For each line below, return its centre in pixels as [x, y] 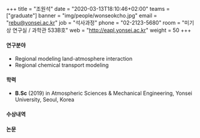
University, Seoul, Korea [45, 100]
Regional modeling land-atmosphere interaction [74, 59]
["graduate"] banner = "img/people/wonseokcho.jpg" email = [82, 16]
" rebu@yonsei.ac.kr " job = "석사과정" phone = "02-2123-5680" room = [93, 22]
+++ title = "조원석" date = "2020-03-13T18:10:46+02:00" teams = [88, 9]
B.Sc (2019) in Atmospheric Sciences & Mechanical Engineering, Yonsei [104, 93]
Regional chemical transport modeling [62, 65]
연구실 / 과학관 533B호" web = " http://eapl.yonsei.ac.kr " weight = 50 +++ [102, 30]
